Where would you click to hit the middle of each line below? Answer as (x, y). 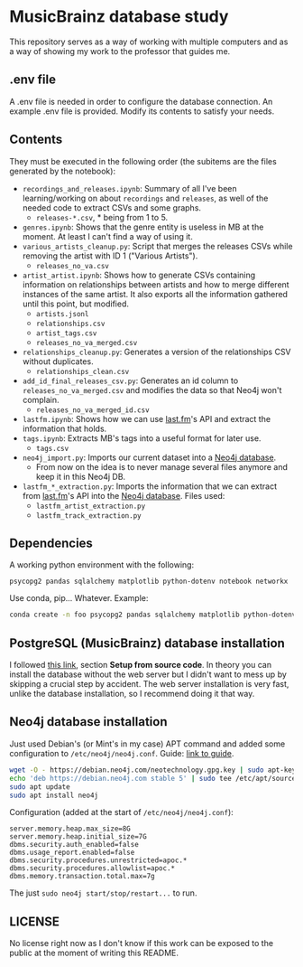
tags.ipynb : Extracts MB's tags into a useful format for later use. (142, 438)
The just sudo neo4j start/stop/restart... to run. (103, 893)
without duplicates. (58, 361)
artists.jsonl (62, 314)
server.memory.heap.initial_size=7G (78, 837)
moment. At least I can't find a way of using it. (108, 236)
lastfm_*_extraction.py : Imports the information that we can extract (150, 486)
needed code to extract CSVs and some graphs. (111, 207)
